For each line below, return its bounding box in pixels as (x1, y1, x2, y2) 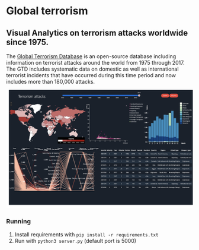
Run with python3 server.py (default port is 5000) (14, 237, 137, 244)
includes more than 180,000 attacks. (6, 78, 95, 85)
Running (6, 217, 31, 226)
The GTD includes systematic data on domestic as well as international (6, 65, 179, 72)
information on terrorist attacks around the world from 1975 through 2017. (6, 59, 185, 66)
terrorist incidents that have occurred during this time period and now (6, 72, 176, 78)
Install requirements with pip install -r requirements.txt (14, 230, 159, 238)
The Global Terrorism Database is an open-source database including (6, 53, 176, 60)
